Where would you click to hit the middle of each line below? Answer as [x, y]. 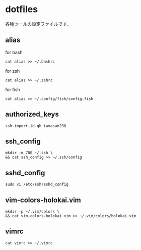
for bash [14, 52]
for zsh [13, 71]
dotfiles [22, 9]
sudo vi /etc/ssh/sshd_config [37, 185]
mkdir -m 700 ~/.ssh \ [29, 153]
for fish [13, 89]
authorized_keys [32, 114]
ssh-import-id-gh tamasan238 [36, 126]
